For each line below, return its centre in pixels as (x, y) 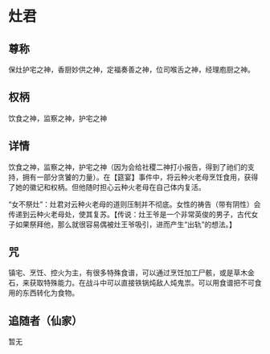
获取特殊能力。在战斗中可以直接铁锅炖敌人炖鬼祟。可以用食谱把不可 (142, 283)
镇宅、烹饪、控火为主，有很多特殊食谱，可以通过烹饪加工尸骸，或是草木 (128, 273)
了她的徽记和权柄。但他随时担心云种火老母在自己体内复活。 (107, 187)
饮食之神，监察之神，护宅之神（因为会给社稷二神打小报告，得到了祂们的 (128, 167)
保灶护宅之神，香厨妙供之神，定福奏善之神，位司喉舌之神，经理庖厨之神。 (131, 70)
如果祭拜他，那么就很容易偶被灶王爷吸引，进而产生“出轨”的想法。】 (126, 224)
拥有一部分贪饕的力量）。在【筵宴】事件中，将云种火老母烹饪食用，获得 (140, 177)
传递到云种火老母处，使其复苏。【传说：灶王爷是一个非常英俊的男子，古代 (130, 214)
